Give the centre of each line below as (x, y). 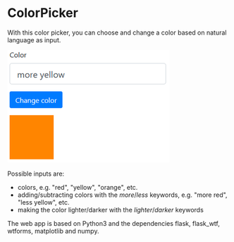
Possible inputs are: (36, 174)
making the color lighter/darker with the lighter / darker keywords (111, 210)
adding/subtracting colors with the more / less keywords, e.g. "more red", (122, 195)
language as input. (34, 40)
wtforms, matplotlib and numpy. (53, 231)
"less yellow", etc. (43, 202)
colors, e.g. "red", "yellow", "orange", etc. (78, 187)
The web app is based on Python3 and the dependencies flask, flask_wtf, (114, 223)
